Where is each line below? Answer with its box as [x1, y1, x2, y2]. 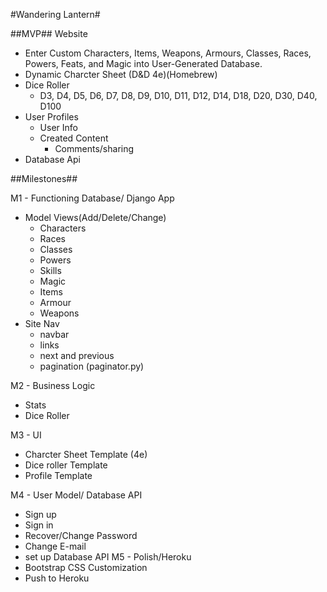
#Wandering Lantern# [10, 9, 101, 20]
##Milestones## [10, 173, 78, 184]
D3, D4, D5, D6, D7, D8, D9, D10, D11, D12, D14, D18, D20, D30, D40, [39, 90, 318, 101]
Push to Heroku [24, 572, 90, 584]
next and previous [39, 350, 115, 361]
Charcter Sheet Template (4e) [24, 449, 148, 460]
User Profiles [24, 111, 79, 123]
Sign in [24, 519, 54, 531]
